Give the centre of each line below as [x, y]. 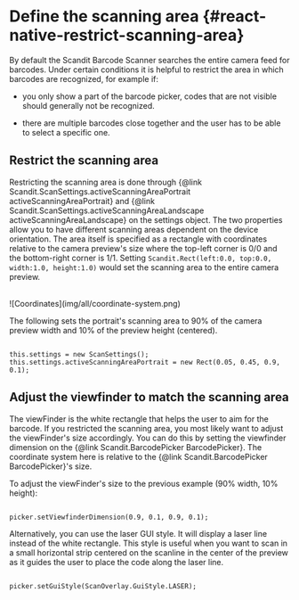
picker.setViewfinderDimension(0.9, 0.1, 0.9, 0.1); [109, 517]
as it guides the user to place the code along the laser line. [117, 562]
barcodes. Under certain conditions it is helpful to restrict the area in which [147, 70]
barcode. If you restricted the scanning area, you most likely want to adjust [146, 428]
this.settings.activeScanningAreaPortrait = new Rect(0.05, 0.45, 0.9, [145, 362]
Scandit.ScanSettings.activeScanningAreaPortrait [100, 191]
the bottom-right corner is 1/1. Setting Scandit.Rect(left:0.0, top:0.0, [141, 258]
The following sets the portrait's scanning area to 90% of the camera [136, 321]
